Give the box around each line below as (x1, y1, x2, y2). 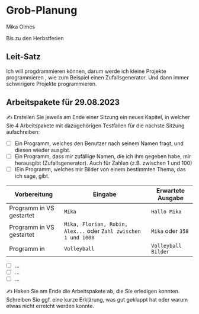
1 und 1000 (64, 234, 95, 241)
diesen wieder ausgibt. (14, 146, 71, 153)
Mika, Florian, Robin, (64, 220, 129, 228)
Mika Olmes (6, 23, 36, 30)
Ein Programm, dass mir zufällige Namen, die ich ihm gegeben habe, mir (14, 152, 191, 160)
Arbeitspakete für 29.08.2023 (6, 97, 120, 107)
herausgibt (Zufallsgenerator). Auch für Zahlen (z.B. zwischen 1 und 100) (14, 159, 192, 166)
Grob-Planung (6, 4, 78, 17)
